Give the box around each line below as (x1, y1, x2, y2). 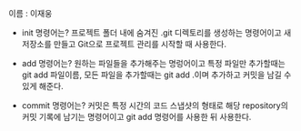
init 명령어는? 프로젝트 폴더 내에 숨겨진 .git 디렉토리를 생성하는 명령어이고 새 (21, 27, 292, 38)
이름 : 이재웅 (8, 8, 53, 18)
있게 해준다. (21, 81, 65, 91)
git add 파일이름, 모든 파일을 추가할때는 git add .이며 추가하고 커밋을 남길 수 (21, 69, 292, 80)
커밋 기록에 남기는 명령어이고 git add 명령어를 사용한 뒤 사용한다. (21, 112, 252, 122)
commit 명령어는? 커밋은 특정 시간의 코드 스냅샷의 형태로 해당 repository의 (21, 100, 288, 111)
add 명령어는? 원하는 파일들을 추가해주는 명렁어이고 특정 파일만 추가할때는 (21, 58, 286, 68)
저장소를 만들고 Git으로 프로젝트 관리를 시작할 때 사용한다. (21, 39, 226, 49)
